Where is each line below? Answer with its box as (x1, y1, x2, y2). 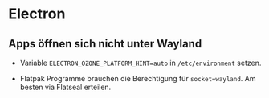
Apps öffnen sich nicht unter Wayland (8, 37, 202, 51)
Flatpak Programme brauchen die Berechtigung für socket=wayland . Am (19, 74, 256, 83)
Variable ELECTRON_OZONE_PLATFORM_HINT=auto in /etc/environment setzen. (19, 58, 262, 67)
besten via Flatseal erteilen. (19, 82, 112, 92)
